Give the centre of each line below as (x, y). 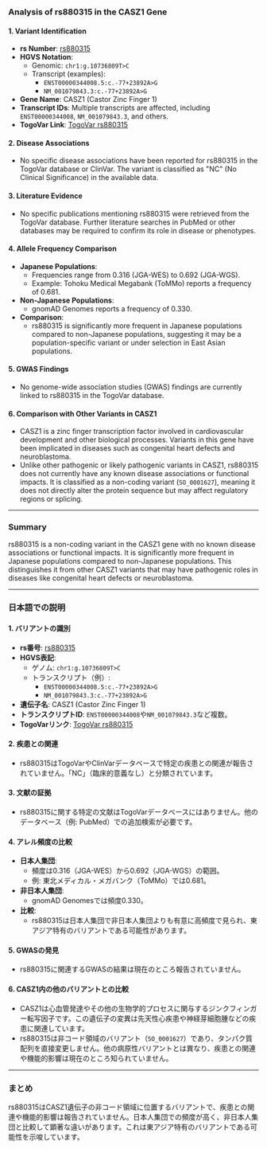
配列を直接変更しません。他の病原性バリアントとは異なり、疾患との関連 (138, 1048)
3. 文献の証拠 (30, 793)
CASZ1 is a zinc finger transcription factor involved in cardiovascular (132, 432)
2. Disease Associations (49, 143)
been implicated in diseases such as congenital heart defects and (127, 448)
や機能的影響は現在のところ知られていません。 (96, 1058)
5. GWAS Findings (39, 369)
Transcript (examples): (68, 74)
